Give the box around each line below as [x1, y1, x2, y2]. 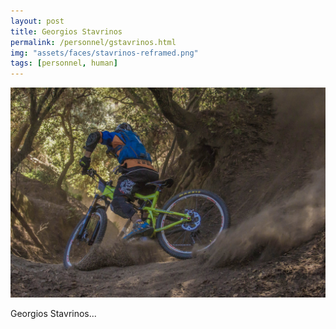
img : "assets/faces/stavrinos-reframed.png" [10, 48, 199, 58]
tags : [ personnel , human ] [10, 58, 118, 69]
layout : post [10, 16, 65, 26]
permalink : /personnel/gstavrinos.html [10, 37, 177, 47]
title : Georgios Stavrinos [10, 26, 123, 37]
